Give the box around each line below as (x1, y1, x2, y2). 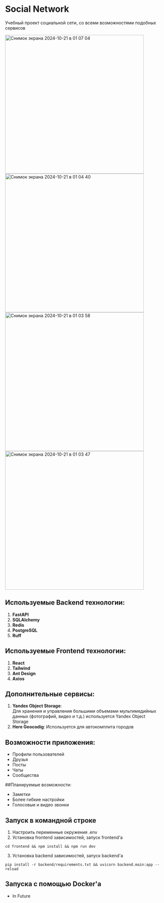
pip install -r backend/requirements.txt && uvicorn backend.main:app (5, 862, 153, 867)
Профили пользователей (12, 751, 65, 758)
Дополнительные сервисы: (5, 689, 95, 698)
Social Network (5, 3, 69, 15)
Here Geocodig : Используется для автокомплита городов (12, 724, 134, 730)
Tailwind (12, 665, 31, 671)
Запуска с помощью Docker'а (5, 880, 102, 888)
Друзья (12, 757, 28, 762)
